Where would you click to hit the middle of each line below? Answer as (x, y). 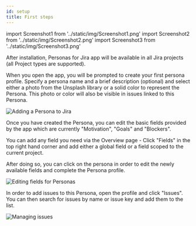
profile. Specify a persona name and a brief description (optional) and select (98, 81)
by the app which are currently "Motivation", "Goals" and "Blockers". (89, 129)
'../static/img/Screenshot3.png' (43, 46)
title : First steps (30, 17)
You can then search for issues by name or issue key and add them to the (95, 199)
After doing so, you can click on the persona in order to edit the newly (90, 164)
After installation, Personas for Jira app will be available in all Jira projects (95, 57)
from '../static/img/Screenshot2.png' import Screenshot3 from (81, 40)
